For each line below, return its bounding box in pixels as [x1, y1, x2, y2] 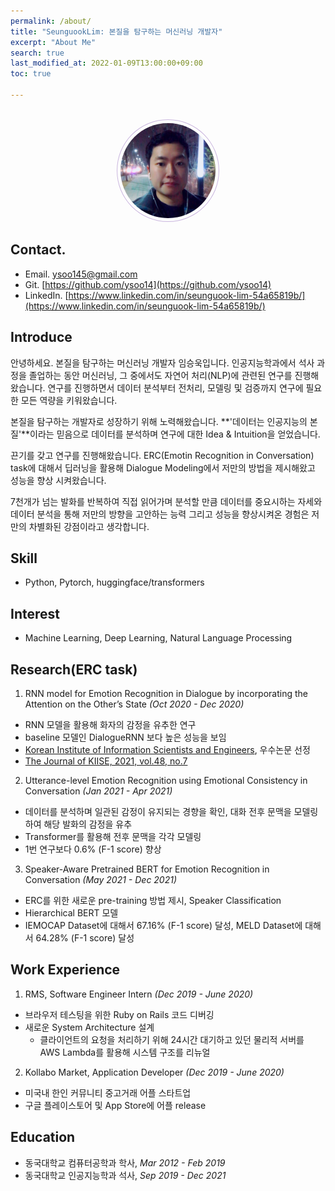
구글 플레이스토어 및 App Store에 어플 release [24, 1099, 207, 1111]
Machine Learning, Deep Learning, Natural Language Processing [24, 632, 293, 644]
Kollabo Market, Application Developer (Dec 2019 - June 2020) [24, 1066, 285, 1078]
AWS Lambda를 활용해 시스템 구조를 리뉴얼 [39, 1046, 211, 1058]
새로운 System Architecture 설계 [24, 1021, 155, 1033]
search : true [10, 48, 65, 58]
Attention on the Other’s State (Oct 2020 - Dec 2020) [24, 698, 245, 710]
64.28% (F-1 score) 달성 [35, 931, 135, 944]
